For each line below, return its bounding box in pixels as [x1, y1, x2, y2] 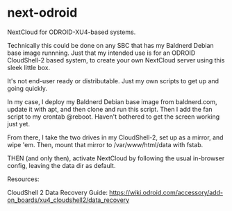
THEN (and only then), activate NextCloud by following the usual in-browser [7, 154, 225, 162]
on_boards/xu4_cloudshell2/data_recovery [7, 196, 130, 204]
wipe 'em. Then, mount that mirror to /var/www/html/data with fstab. [7, 140, 204, 149]
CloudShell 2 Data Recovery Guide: [7, 188, 108, 196]
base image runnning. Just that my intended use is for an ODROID [7, 49, 196, 57]
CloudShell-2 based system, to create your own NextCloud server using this [7, 56, 225, 64]
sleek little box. [7, 63, 51, 71]
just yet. [7, 119, 30, 128]
